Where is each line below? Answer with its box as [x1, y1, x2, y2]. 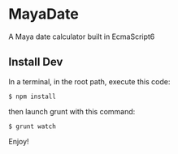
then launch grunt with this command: [8, 106, 136, 116]
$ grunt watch [8, 122, 57, 130]
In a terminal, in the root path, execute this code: [8, 76, 171, 86]
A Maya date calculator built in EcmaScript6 [8, 32, 155, 41]
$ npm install [8, 92, 57, 101]
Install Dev [8, 55, 63, 69]
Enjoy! [8, 136, 30, 146]
